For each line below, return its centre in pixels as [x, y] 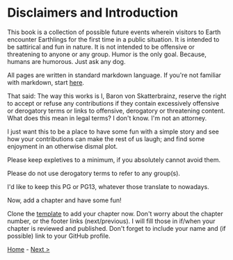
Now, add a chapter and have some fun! [64, 200]
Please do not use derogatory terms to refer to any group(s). [94, 173]
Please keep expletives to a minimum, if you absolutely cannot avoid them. [114, 160]
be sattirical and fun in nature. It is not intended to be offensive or [101, 47]
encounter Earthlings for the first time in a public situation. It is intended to [113, 39]
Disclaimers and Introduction [93, 13]
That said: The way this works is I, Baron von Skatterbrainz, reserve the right [117, 96]
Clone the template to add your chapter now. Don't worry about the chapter [115, 213]
